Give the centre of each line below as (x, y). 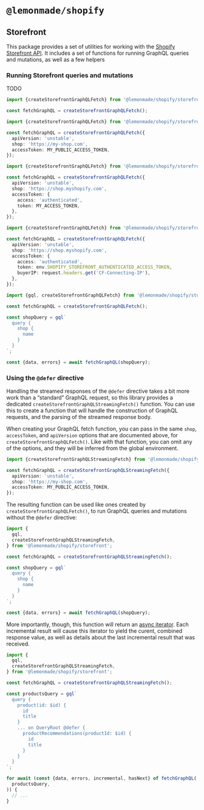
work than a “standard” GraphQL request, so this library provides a (90, 397)
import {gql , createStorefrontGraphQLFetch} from (70, 295)
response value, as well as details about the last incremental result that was (101, 637)
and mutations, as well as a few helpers (56, 59)
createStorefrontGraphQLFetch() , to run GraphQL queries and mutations (97, 511)
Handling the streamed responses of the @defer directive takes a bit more (98, 391)
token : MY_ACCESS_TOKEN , (49, 206)
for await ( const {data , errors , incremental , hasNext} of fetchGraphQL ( (102, 778)
